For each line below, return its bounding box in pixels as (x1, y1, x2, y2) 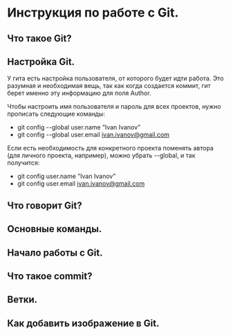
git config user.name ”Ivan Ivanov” (17, 172, 116, 181)
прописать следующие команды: (7, 109, 105, 118)
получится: (7, 159, 40, 167)
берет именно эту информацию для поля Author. (7, 89, 151, 98)
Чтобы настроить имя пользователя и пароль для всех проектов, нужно (7, 103, 221, 111)
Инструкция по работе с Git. (7, 5, 179, 21)
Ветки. (7, 294, 38, 306)
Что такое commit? (7, 270, 93, 282)
